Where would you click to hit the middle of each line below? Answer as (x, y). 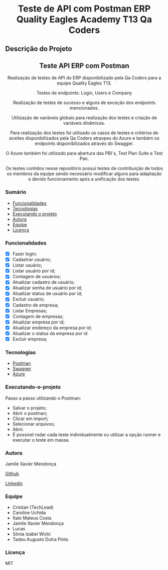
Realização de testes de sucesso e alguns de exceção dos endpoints (84, 103)
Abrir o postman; (30, 413)
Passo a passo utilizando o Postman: (43, 398)
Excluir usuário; (29, 299)
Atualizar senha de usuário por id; (47, 288)
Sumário (16, 192)
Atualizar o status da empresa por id (50, 333)
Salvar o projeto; (29, 408)
